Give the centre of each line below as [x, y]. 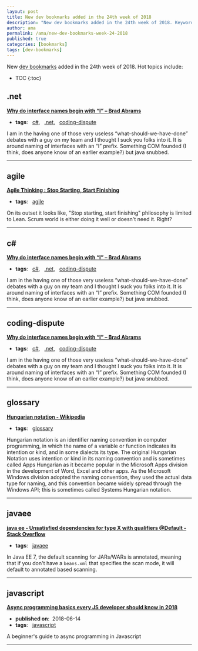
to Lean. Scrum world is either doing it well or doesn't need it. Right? [89, 219]
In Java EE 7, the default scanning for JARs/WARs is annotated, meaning [94, 557]
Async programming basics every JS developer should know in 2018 [92, 607]
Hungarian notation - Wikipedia [46, 417]
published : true [26, 39]
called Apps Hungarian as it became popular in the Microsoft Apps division [97, 465]
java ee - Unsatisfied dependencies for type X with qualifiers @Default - [97, 528]
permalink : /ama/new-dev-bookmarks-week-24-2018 [67, 34]
